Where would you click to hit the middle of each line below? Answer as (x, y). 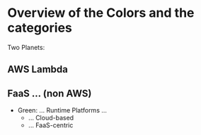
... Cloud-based (51, 118)
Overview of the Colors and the (101, 13)
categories (40, 28)
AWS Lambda (38, 69)
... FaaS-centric (51, 125)
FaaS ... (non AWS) (50, 93)
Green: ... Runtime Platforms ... (62, 110)
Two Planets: (26, 47)
